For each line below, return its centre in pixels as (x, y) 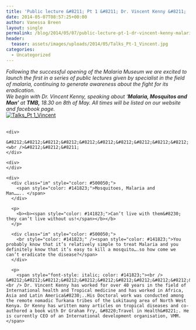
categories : (20, 50)
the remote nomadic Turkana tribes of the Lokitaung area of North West (96, 301)
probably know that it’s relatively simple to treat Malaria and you (92, 244)
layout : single (24, 28)
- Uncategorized (31, 55)
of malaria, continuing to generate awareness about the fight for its (87, 84)
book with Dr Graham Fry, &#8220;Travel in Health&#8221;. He (112, 311)
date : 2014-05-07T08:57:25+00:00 (47, 17)
